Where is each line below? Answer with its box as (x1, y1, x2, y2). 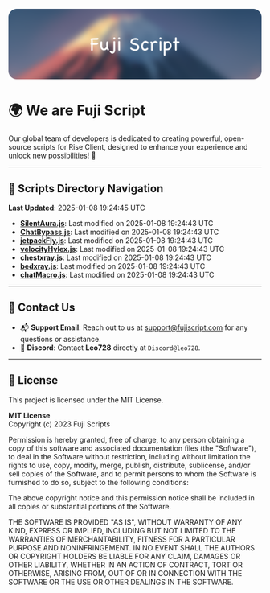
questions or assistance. (19, 334, 102, 344)
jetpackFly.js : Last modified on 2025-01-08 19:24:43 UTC (19, 236, 213, 245)
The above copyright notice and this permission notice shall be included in (8, 492, 255, 503)
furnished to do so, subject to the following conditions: (8, 477, 189, 487)
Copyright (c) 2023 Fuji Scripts (8, 419, 111, 429)
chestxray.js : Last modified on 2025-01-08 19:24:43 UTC (19, 253, 211, 262)
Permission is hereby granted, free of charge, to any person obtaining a (8, 434, 245, 444)
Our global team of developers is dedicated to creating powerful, (8, 134, 223, 143)
